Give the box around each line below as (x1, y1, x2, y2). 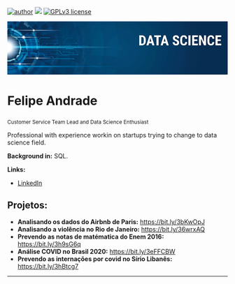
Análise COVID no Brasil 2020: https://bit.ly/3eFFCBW (17, 248, 176, 256)
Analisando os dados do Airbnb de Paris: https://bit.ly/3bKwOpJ (17, 218, 205, 226)
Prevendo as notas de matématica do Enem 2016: (17, 232, 164, 241)
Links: (7, 165, 26, 174)
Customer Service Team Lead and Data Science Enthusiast (7, 119, 149, 126)
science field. (7, 138, 47, 147)
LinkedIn (17, 179, 43, 188)
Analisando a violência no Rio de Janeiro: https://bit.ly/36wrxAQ (17, 225, 205, 234)
